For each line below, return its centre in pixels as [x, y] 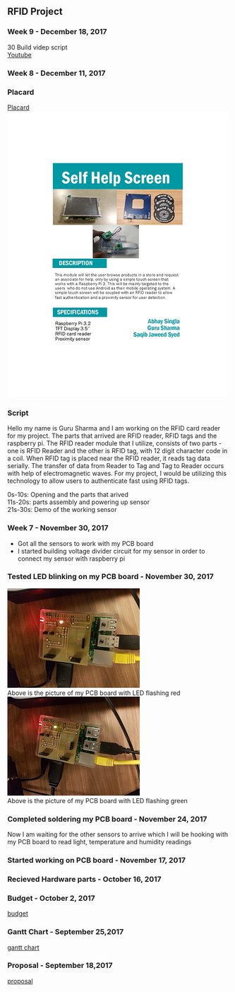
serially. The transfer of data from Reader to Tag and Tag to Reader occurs [116, 466]
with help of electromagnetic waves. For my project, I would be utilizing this [117, 474]
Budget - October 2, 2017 [51, 898]
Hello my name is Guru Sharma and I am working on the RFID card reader [114, 428]
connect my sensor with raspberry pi [71, 559]
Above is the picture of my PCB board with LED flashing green [98, 800]
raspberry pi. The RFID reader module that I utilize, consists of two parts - [115, 443]
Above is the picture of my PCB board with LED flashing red [94, 693]
